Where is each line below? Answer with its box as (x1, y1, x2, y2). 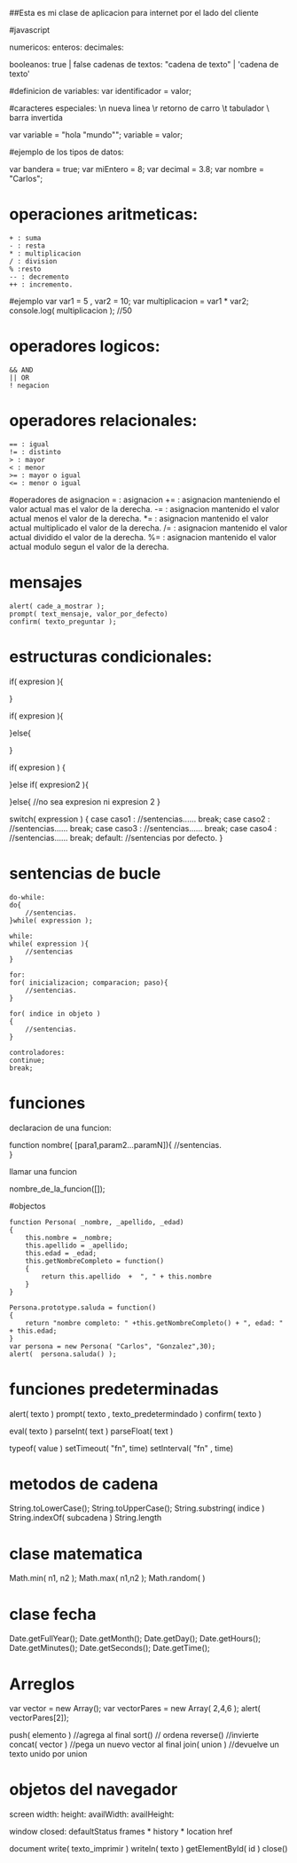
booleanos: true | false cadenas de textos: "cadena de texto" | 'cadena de (9, 59, 279, 69)
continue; (9, 1056, 46, 1065)
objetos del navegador (9, 1780, 178, 1800)
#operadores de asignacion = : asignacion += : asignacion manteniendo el (9, 494, 281, 505)
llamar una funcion (9, 1166, 78, 1176)
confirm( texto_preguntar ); (9, 617, 117, 626)
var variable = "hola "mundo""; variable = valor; (9, 130, 184, 140)
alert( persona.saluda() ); (9, 1349, 117, 1358)
